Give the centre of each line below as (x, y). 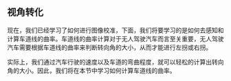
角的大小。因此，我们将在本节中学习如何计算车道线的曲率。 (91, 70)
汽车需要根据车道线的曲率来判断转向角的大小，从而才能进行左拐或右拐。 (109, 47)
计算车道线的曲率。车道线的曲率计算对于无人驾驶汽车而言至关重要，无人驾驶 (115, 38)
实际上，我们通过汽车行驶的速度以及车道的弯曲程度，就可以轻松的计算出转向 (115, 62)
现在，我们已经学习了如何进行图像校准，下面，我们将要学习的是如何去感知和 (115, 30)
